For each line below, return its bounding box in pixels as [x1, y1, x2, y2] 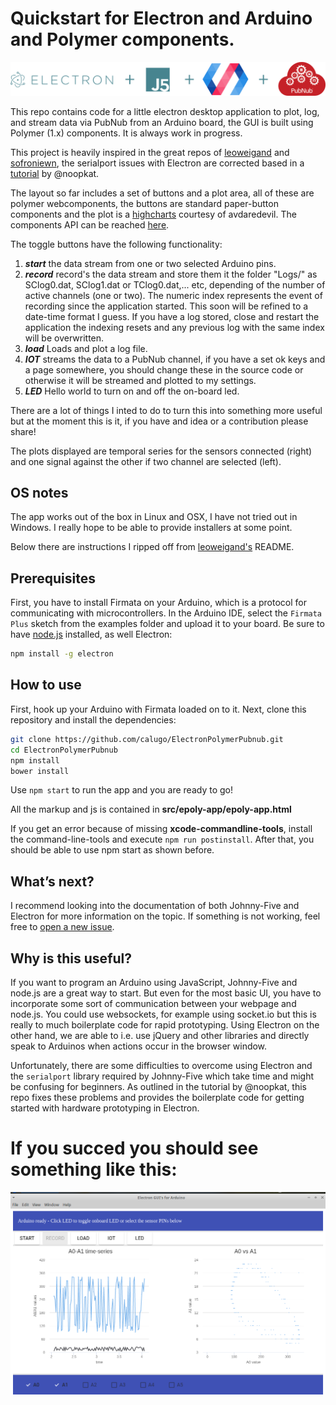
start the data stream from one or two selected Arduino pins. [24, 257, 277, 269]
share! [10, 425, 37, 437]
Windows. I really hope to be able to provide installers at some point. [10, 522, 293, 534]
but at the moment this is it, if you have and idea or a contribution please [10, 415, 309, 427]
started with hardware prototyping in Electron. [10, 1102, 200, 1114]
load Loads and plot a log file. [24, 342, 148, 354]
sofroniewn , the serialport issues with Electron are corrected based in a [10, 157, 305, 169]
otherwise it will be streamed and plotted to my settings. [24, 374, 257, 386]
